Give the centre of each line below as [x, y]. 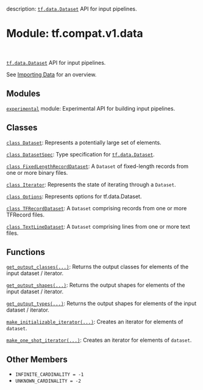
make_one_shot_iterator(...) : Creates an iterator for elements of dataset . [99, 340]
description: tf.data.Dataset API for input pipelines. [72, 9]
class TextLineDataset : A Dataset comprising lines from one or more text [98, 226]
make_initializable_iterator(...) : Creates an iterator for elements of [95, 322]
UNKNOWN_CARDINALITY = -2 [48, 381]
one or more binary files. [37, 172]
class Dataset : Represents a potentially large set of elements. [84, 142]
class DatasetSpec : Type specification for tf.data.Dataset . [80, 154]
